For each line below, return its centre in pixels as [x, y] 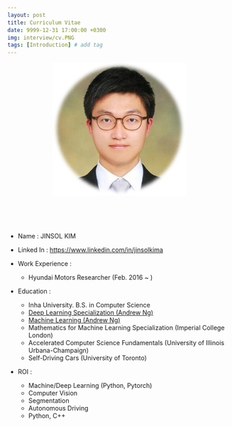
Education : [34, 291]
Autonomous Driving [58, 408]
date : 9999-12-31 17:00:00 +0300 [57, 30]
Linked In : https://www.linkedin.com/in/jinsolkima [90, 250]
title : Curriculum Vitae [44, 22]
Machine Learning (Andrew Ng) [74, 320]
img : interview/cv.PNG [41, 38]
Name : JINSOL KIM [47, 236]
